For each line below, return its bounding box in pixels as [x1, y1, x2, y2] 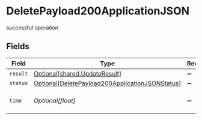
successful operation [6, 24, 59, 31]
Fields [6, 41, 30, 52]
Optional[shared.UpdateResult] [34, 69, 122, 77]
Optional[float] [34, 96, 76, 104]
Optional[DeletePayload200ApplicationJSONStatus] [34, 79, 182, 88]
